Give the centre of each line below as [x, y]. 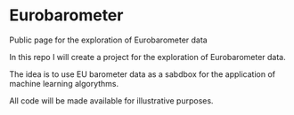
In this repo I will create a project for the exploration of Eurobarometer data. [148, 57]
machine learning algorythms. [64, 83]
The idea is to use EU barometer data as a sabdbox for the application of [143, 74]
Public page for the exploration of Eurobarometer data [108, 40]
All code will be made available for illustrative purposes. [111, 100]
